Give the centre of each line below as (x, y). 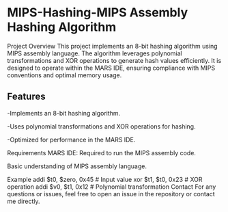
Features (26, 97)
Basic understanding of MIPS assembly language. (77, 166)
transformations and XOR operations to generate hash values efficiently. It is (114, 60)
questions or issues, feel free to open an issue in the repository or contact (111, 194)
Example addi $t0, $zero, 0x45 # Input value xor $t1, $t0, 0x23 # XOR (105, 179)
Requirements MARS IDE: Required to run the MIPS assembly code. (102, 153)
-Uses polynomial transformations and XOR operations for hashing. (101, 126)
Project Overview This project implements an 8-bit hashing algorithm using (112, 46)
